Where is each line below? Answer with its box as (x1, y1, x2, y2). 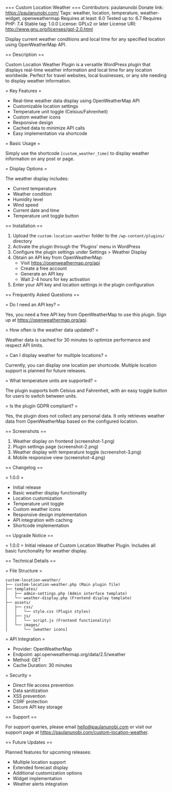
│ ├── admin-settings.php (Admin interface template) (5, 591, 127, 596)
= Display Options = (5, 166, 48, 171)
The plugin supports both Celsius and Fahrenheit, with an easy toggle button (5, 387, 167, 393)
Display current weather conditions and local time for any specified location (5, 36, 165, 42)
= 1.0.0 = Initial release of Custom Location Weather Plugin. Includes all (5, 542, 156, 548)
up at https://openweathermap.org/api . (5, 317, 88, 323)
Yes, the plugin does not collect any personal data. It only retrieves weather (5, 413, 165, 419)
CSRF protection (12, 699, 48, 704)
